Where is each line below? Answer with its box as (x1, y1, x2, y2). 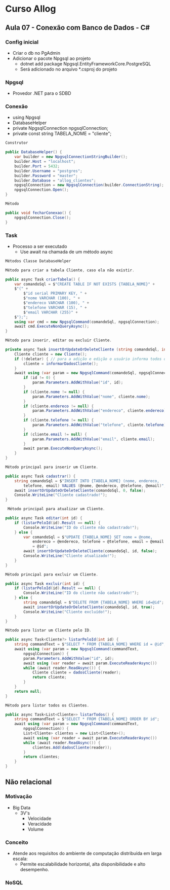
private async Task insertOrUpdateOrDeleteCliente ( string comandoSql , (5, 347, 159, 352)
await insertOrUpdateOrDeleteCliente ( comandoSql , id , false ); (23, 549, 157, 554)
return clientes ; (23, 754, 60, 760)
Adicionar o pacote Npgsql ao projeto (12, 55, 91, 61)
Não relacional (5, 778, 52, 787)
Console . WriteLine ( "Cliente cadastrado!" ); (14, 492, 108, 497)
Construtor (5, 140, 28, 146)
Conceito (5, 839, 28, 846)
